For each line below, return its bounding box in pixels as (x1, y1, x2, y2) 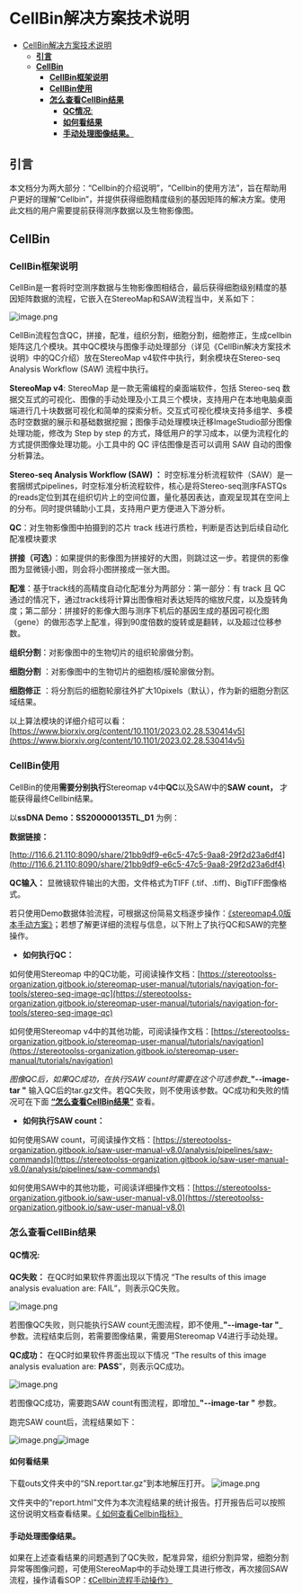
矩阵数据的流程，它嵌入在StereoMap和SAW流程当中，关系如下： (16, 293, 257, 304)
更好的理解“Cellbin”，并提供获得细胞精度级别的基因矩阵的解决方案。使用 (16, 193, 286, 204)
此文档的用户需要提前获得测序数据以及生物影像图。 (9, 204, 199, 216)
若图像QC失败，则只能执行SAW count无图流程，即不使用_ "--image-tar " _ (9, 1319, 283, 1330)
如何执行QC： (22, 949, 75, 960)
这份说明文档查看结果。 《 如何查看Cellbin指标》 (9, 1509, 183, 1519)
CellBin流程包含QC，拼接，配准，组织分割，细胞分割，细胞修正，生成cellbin (9, 330, 292, 341)
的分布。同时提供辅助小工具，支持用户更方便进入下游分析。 (9, 503, 230, 514)
